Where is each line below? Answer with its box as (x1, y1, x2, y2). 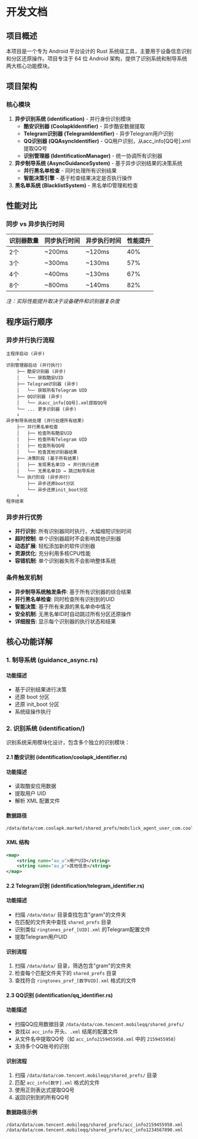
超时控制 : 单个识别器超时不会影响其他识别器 (14, 535, 121, 542)
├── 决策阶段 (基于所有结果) (16, 456, 80, 462)
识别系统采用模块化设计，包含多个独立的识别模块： (6, 739, 130, 746)
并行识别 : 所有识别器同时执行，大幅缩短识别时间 (14, 528, 131, 535)
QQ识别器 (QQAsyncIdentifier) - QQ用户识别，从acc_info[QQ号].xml (23, 137, 191, 144)
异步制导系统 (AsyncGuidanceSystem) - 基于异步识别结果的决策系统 (14, 159, 183, 166)
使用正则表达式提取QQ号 (14, 1086, 75, 1093)
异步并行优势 (6, 513, 43, 521)
